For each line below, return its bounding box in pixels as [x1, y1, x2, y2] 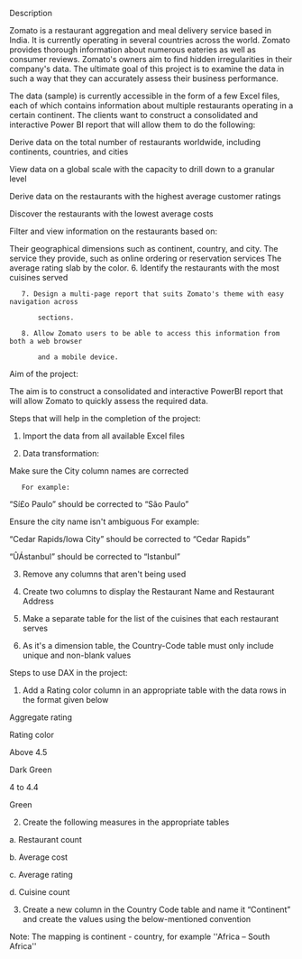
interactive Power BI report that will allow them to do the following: [9, 119, 256, 130]
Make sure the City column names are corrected [9, 466, 189, 476]
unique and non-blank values [22, 650, 132, 660]
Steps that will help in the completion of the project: [9, 413, 201, 423]
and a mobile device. [37, 353, 119, 362]
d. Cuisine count [9, 887, 70, 897]
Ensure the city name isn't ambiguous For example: [9, 516, 200, 527]
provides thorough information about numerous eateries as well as [9, 44, 257, 55]
